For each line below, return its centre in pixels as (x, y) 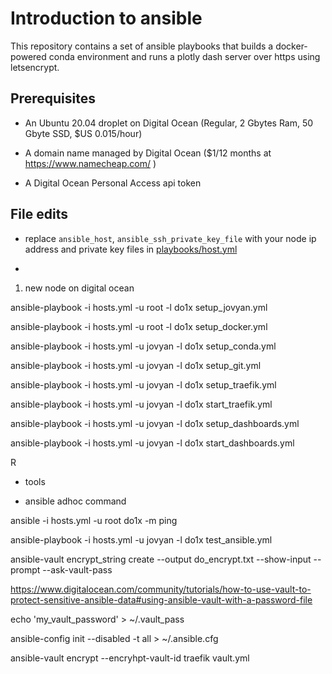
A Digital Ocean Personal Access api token (113, 183)
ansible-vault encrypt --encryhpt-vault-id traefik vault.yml (130, 658)
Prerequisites (53, 98)
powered (28, 56)
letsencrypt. (35, 67)
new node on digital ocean (79, 288)
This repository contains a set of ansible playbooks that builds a (142, 46)
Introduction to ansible (106, 18)
